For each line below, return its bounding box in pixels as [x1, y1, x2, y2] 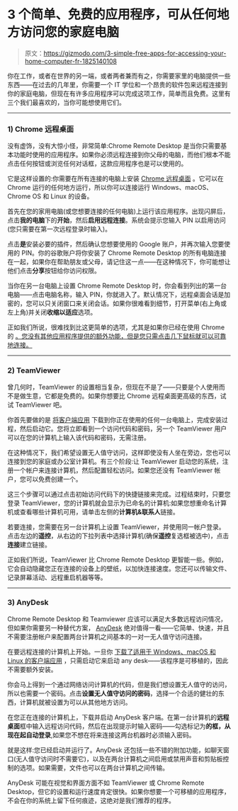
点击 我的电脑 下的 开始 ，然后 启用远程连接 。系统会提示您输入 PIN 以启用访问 [7, 216, 227, 225]
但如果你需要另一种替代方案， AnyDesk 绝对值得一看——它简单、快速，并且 [7, 623, 229, 632]
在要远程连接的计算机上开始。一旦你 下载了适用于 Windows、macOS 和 [7, 647, 216, 656]
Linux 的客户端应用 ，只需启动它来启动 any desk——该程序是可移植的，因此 [7, 656, 229, 664]
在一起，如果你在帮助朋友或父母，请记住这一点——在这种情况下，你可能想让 [7, 258, 231, 266]
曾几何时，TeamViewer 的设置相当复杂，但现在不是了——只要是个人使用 [7, 382, 220, 391]
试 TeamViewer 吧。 [7, 400, 66, 409]
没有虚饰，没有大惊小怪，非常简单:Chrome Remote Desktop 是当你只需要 [7, 142, 221, 150]
